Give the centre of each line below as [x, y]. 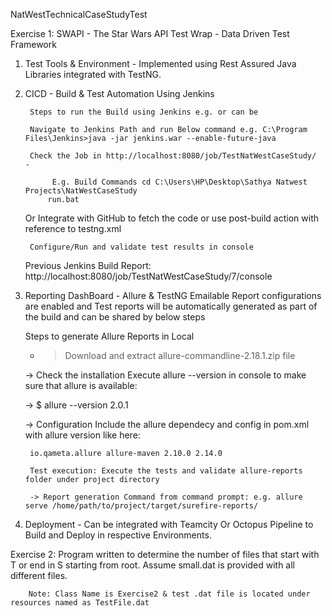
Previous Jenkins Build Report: [88, 265]
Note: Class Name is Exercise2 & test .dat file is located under [169, 594]
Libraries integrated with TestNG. [93, 74]
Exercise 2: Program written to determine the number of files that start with [165, 554]
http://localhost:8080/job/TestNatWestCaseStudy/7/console [148, 276]
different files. [39, 575]
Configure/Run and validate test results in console [141, 247]
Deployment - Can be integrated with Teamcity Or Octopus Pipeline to [169, 524]
